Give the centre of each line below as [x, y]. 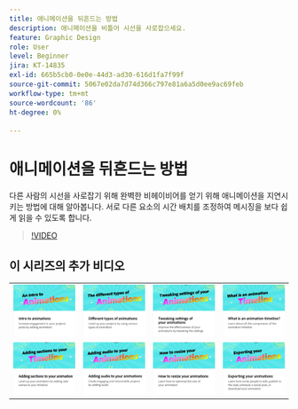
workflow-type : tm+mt [49, 93]
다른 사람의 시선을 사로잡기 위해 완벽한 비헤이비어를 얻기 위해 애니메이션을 [137, 196]
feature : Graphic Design [55, 37]
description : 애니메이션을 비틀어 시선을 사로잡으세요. [98, 28]
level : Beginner [39, 56]
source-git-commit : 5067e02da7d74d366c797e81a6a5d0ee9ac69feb [126, 84]
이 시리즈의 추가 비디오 [67, 266]
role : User [29, 47]
